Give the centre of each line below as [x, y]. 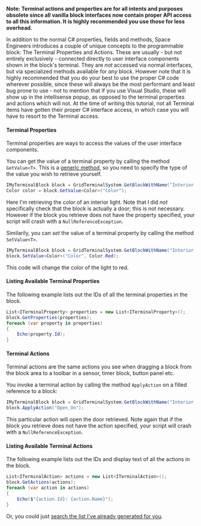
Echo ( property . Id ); [41, 334]
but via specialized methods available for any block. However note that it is [98, 71]
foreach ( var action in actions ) [48, 488]
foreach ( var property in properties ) [54, 323]
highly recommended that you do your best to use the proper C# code [93, 78]
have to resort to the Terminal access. [53, 116]
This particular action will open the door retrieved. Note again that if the [94, 420]
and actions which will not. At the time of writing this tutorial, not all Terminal [100, 103]
